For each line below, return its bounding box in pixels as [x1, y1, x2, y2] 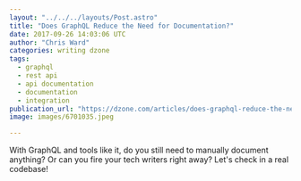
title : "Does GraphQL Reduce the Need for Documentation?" [9, 21, 235, 30]
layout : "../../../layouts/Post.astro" [9, 12, 159, 22]
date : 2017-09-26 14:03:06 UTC [9, 29, 126, 38]
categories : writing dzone [9, 46, 110, 55]
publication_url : [9, 104, 74, 113]
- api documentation [17, 79, 94, 88]
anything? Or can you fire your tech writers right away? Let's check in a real [9, 154, 289, 165]
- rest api [17, 71, 58, 80]
